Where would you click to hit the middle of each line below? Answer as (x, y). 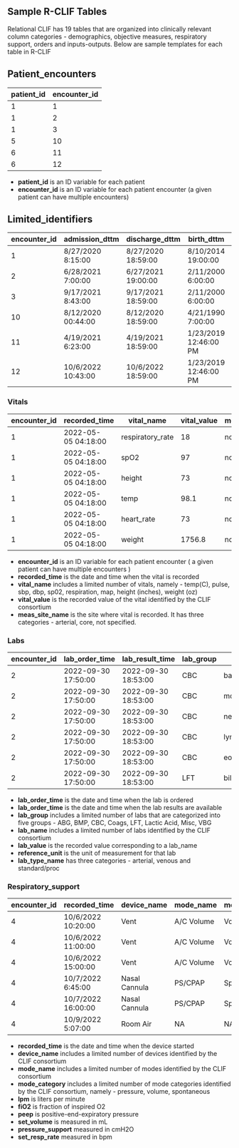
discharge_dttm (154, 240)
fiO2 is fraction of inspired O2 (61, 1107)
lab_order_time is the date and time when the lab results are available (120, 808)
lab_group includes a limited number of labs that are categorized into (119, 815)
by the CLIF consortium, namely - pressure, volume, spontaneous (114, 1092)
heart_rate (138, 518)
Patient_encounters (52, 74)
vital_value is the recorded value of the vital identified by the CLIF (114, 599)
